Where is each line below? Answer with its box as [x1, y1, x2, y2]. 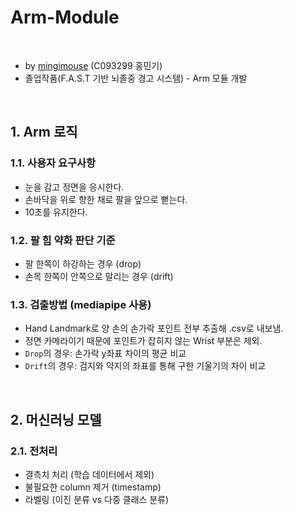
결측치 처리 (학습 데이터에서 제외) [24, 468, 155, 480]
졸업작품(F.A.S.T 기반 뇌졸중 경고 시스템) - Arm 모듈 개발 [24, 72, 248, 84]
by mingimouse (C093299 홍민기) [24, 59, 163, 71]
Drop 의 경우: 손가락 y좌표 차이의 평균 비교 [24, 347, 187, 360]
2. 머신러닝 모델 [10, 411, 102, 428]
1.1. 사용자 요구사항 [10, 156, 97, 170]
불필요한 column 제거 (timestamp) [24, 481, 162, 493]
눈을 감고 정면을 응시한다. [24, 181, 125, 193]
